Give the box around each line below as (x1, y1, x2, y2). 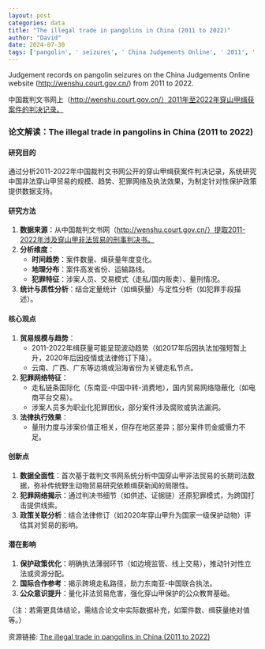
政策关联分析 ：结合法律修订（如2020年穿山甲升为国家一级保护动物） (19, 510, 244, 519)
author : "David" (8, 33, 62, 42)
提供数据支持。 (8, 187, 57, 196)
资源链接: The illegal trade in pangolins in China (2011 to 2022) (8, 632, 211, 641)
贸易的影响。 (40, 520, 83, 529)
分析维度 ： (19, 245, 55, 254)
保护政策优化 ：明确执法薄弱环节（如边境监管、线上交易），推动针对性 (19, 559, 244, 568)
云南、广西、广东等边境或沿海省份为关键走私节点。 (31, 362, 198, 372)
